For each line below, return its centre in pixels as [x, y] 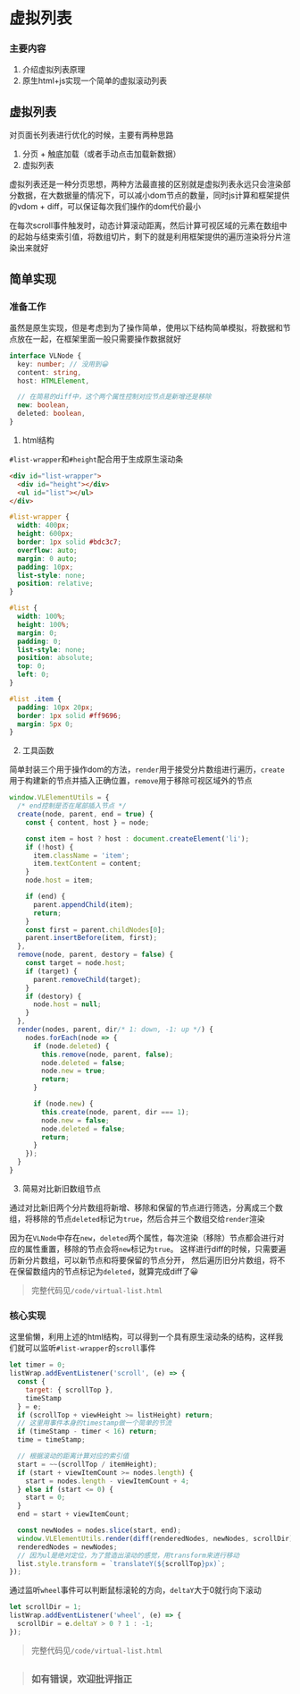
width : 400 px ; [43, 525]
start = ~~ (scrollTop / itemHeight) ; [87, 1464]
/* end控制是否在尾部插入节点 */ [72, 806]
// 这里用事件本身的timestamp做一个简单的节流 [95, 1423]
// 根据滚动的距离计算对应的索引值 [73, 1456]
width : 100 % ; [42, 617]
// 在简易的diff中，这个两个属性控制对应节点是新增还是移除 [114, 397]
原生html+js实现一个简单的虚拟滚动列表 [95, 80]
